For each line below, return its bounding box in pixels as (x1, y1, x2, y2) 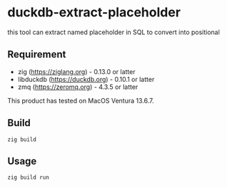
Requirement (7, 48, 66, 61)
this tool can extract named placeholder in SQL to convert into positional (7, 28, 220, 36)
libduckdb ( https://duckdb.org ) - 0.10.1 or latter (17, 75, 155, 83)
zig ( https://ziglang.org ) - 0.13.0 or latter (17, 67, 136, 75)
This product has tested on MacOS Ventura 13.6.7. (7, 96, 154, 105)
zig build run (7, 174, 50, 182)
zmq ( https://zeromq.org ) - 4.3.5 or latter (17, 83, 138, 91)
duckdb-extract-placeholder (7, 4, 181, 21)
